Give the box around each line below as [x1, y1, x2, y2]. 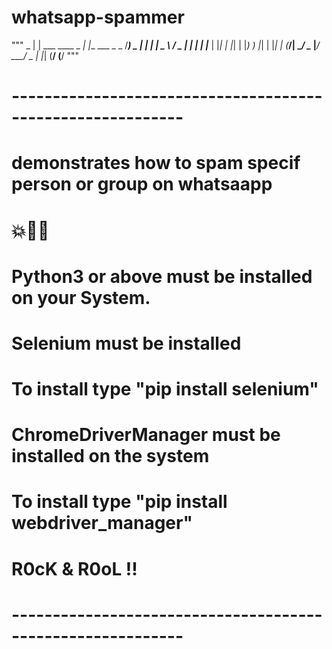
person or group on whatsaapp [11, 173, 273, 196]
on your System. [11, 286, 151, 309]
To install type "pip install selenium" [11, 378, 319, 401]
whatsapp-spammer [11, 6, 185, 29]
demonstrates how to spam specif [11, 152, 301, 175]
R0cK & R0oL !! [11, 557, 138, 580]
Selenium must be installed [11, 332, 242, 355]
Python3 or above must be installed [11, 265, 313, 288]
